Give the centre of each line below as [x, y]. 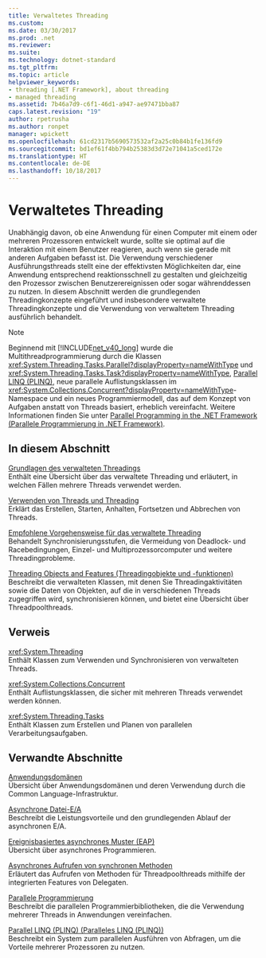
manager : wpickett [39, 134]
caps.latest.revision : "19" [55, 112]
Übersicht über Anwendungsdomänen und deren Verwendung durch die [127, 785]
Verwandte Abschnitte [66, 758]
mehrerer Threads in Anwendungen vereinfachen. [90, 915]
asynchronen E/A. [37, 826]
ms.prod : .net [32, 38]
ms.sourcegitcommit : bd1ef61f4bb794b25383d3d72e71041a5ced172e [115, 149]
